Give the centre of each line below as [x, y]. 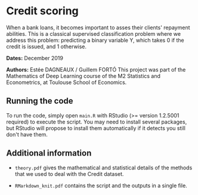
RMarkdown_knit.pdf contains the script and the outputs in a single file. [101, 185]
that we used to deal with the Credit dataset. [69, 174]
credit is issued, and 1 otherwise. [47, 47]
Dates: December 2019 [35, 58]
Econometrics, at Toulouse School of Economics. [66, 82]
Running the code [40, 101]
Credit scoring [42, 11]
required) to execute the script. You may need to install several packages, [97, 122]
